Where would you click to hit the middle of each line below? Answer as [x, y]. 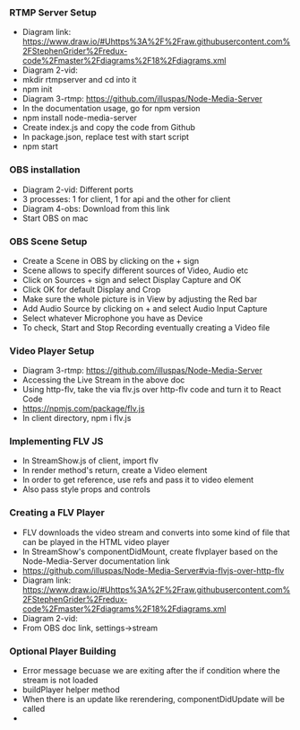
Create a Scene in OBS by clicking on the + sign [111, 260]
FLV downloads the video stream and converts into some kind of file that [156, 532]
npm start [40, 146]
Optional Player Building [63, 651]
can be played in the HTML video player [96, 541]
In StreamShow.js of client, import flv [90, 461]
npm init [37, 89]
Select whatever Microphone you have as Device [112, 318]
